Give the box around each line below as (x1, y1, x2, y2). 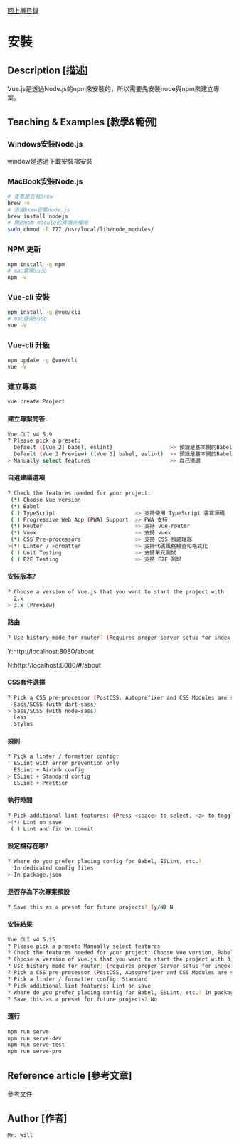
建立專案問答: (7, 414, 48, 423)
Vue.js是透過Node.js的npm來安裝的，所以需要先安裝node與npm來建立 (7, 85, 214, 93)
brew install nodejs (7, 213, 69, 220)
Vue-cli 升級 (7, 340, 50, 350)
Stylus (14, 721, 33, 728)
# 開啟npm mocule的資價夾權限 (7, 219, 89, 226)
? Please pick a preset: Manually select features (7, 942, 161, 950)
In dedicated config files (14, 864, 94, 872)
